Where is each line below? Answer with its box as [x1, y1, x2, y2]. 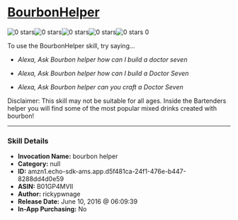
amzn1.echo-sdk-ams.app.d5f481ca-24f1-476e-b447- [28, 167, 186, 176]
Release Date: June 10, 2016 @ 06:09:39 [17, 197, 138, 206]
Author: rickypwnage [17, 189, 81, 199]
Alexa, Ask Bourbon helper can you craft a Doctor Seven [17, 82, 184, 91]
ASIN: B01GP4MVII [17, 182, 74, 191]
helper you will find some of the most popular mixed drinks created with [7, 104, 217, 112]
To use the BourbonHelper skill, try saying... [7, 41, 135, 50]
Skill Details [7, 136, 49, 145]
